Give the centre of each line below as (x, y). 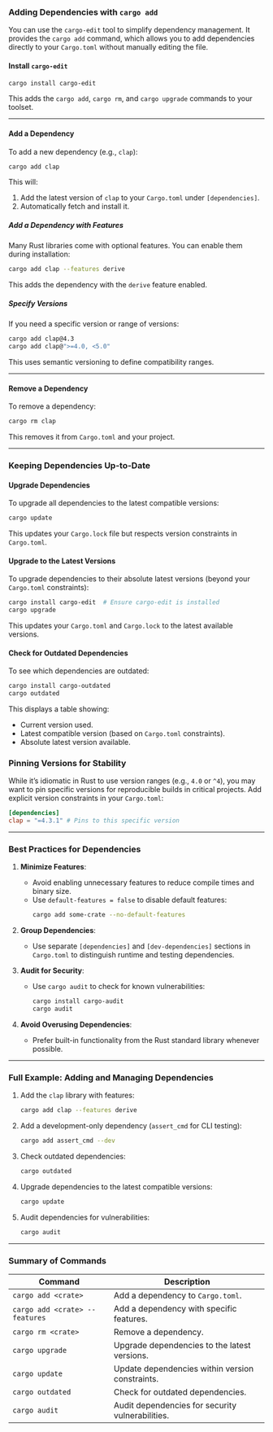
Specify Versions (38, 303)
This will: (23, 182)
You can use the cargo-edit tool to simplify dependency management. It (129, 30)
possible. (48, 1049)
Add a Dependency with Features (66, 226)
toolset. (21, 107)
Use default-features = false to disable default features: (130, 900)
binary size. (52, 891)
